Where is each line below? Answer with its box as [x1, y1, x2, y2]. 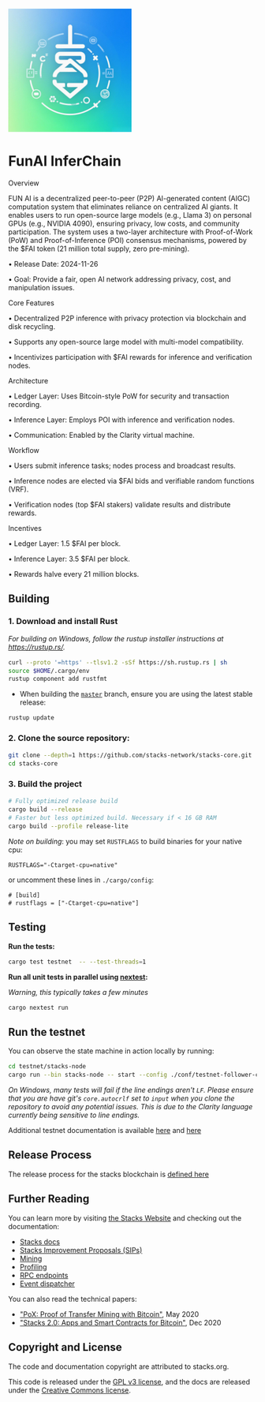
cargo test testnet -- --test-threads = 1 [8, 958, 147, 966]
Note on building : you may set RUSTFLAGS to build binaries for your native [8, 836, 242, 846]
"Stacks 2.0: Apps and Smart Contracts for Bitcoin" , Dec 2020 [19, 1318, 222, 1327]
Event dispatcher [19, 1279, 75, 1288]
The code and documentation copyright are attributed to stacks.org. [8, 1362, 230, 1371]
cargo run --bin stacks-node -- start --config [8, 1071, 168, 1079]
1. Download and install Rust [8, 616, 118, 627]
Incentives [8, 523, 42, 533]
